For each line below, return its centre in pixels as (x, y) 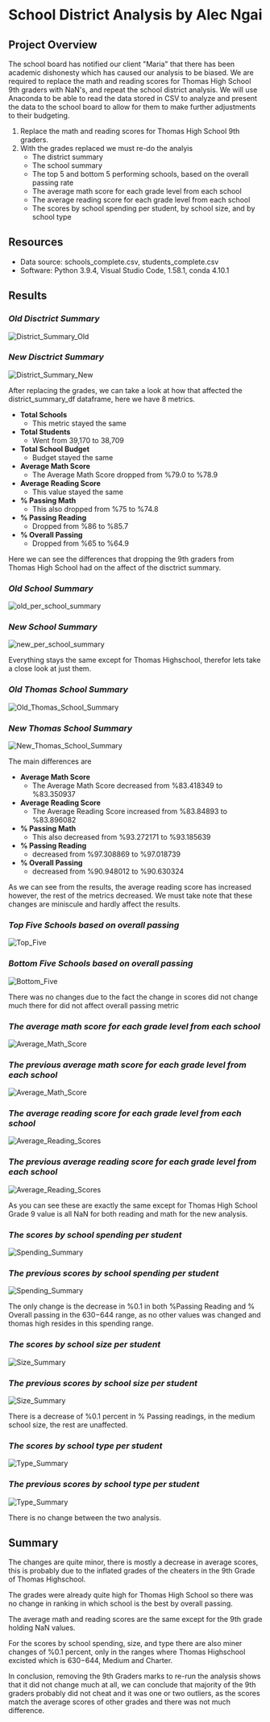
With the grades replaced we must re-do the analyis (106, 148)
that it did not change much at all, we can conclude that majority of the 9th (132, 1685)
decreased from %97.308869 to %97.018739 (106, 854)
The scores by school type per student (85, 1445)
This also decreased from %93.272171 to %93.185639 (121, 836)
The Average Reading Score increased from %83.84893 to (130, 811)
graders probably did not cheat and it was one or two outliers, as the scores (134, 1694)
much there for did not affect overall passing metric (93, 1005)
